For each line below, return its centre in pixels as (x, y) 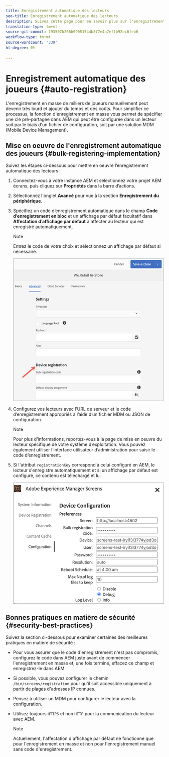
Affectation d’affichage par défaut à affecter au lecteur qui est (78, 222)
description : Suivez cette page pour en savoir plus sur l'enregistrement (86, 21)
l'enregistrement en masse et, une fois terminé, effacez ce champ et (83, 663)
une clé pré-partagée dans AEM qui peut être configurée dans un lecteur (81, 119)
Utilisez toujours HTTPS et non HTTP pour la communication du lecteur (83, 714)
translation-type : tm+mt (32, 27)
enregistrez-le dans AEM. (39, 669)
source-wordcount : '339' (32, 43)
